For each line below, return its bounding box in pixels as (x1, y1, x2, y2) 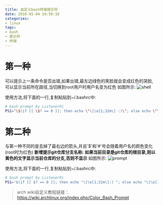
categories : (5, 16, 29, 21)
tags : (5, 25, 16, 30)
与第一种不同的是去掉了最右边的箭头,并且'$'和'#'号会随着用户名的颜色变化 (5, 143, 153, 149)
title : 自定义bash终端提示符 (5, 7, 58, 12)
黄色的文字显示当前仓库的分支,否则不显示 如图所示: (5, 156, 107, 161)
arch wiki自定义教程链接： (16, 189, 69, 195)
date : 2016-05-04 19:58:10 (5, 12, 60, 16)
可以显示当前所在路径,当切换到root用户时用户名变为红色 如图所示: (5, 84, 136, 90)
